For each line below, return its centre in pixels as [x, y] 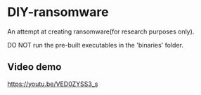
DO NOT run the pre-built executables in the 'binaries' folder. [96, 45]
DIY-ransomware [58, 12]
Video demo [34, 67]
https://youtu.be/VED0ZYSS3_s [53, 84]
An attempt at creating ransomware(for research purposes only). [101, 31]
